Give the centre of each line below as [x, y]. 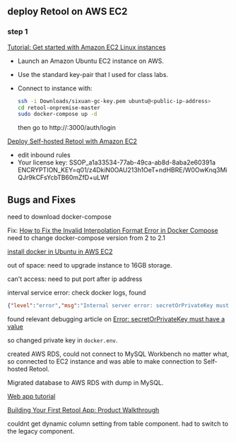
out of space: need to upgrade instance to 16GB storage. [90, 265]
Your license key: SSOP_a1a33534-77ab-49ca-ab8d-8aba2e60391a [116, 162]
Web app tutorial [31, 396]
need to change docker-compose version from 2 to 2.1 [87, 238]
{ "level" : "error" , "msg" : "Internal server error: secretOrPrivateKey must [118, 306]
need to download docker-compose [59, 217]
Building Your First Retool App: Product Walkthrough [83, 410]
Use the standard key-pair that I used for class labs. [93, 74]
